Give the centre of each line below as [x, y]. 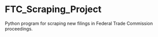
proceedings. [19, 28]
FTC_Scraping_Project [53, 9]
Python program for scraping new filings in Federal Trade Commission [79, 23]
